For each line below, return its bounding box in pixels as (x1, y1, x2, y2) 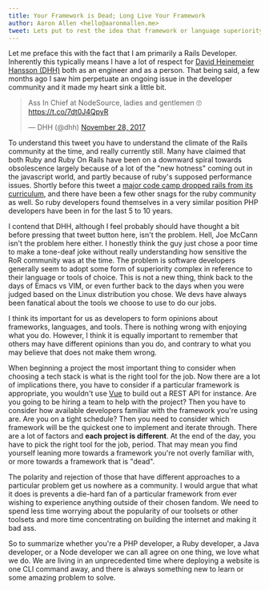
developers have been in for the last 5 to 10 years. (8, 206, 174, 216)
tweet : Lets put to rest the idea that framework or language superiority (8, 26, 263, 34)
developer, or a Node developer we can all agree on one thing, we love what (8, 548, 260, 557)
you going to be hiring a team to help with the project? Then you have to (8, 397, 246, 407)
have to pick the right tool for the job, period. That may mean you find (8, 439, 238, 449)
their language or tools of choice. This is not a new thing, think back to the (8, 273, 254, 283)
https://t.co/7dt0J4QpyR (27, 107, 109, 117)
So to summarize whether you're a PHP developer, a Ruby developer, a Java (8, 539, 259, 548)
